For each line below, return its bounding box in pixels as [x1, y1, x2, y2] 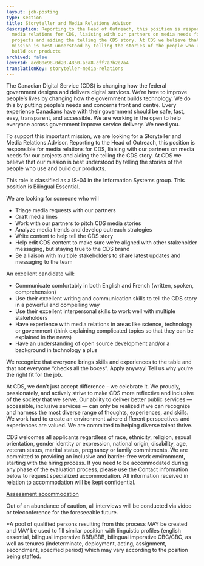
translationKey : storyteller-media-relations [6, 65, 123, 72]
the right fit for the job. [6, 371, 63, 379]
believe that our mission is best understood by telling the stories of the [6, 159, 183, 166]
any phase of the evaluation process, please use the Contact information [6, 466, 188, 473]
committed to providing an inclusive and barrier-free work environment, [6, 453, 185, 460]
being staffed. [6, 553, 41, 560]
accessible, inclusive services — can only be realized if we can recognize [6, 402, 191, 410]
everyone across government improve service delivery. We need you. [6, 121, 180, 128]
